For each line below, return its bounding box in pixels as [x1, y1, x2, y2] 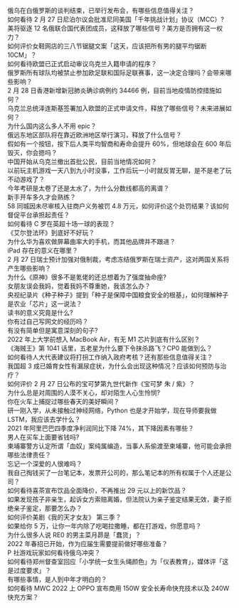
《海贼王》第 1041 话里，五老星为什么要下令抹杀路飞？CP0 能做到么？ [7, 344, 213, 352]
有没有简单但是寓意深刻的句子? [7, 326, 98, 334]
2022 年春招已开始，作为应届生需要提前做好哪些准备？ [7, 540, 169, 548]
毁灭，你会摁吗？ [7, 149, 58, 156]
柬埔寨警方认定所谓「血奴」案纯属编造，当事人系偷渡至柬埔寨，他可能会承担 [7, 442, 232, 450]
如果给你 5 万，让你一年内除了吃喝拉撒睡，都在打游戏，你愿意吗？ [7, 522, 202, 530]
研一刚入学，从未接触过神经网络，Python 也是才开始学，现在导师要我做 [7, 406, 217, 415]
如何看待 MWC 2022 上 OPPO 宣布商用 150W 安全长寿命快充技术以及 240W [7, 584, 230, 592]
